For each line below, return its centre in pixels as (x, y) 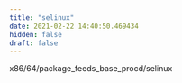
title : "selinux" (42, 18)
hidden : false (36, 34)
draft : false (34, 43)
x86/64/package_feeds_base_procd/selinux (91, 69)
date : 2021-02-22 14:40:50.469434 (74, 26)
